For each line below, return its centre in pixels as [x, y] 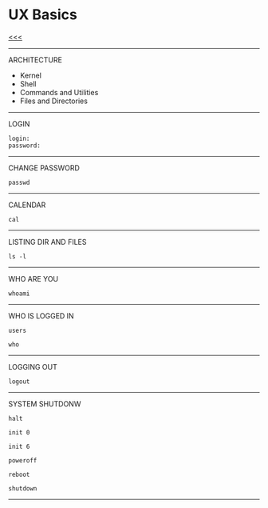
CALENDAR [27, 205]
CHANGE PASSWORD [44, 168]
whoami [19, 294]
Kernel [31, 75]
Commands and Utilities [59, 92]
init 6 [19, 446]
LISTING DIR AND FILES [47, 242]
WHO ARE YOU [33, 278]
